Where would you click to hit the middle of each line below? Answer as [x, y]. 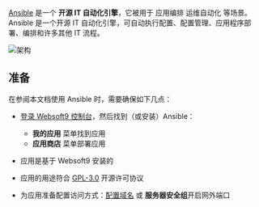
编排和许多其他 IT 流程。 [63, 33]
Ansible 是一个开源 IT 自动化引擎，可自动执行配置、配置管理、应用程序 [126, 23]
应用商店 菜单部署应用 [69, 143]
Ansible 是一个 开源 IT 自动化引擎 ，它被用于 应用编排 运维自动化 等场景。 [130, 13]
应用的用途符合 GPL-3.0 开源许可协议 [82, 178]
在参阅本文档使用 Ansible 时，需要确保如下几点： [90, 99]
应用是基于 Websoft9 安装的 [67, 160]
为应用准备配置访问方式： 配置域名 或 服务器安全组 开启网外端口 [125, 195]
